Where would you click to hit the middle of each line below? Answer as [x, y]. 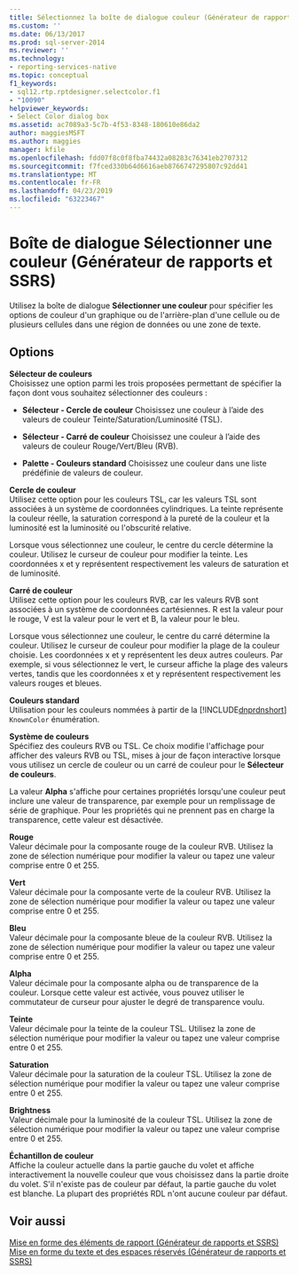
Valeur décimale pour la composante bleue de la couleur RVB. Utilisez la [141, 937]
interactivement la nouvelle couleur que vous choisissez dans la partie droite [149, 1175]
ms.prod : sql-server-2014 [57, 42]
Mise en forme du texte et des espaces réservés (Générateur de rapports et [148, 1252]
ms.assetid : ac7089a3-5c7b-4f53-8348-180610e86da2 [105, 125]
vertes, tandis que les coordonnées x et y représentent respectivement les [145, 673]
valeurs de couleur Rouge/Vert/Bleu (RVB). [100, 446]
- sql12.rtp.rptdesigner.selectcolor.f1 [85, 92]
